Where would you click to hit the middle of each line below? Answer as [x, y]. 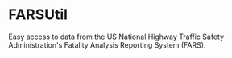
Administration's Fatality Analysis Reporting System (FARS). [107, 44]
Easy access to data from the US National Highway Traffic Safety [116, 37]
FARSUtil [38, 15]
